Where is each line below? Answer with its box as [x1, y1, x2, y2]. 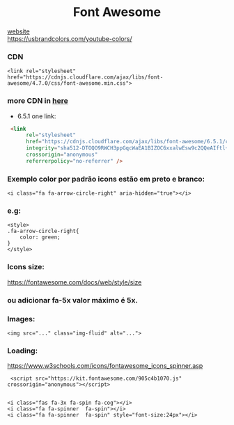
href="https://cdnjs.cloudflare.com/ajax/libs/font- [7, 74, 164, 81]
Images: [7, 314, 36, 323]
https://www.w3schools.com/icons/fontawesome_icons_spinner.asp [7, 362, 203, 370]
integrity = [25, 145, 58, 152]
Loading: [7, 346, 38, 355]
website [7, 27, 30, 35]
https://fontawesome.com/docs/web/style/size [7, 278, 142, 286]
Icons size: [7, 262, 45, 272]
